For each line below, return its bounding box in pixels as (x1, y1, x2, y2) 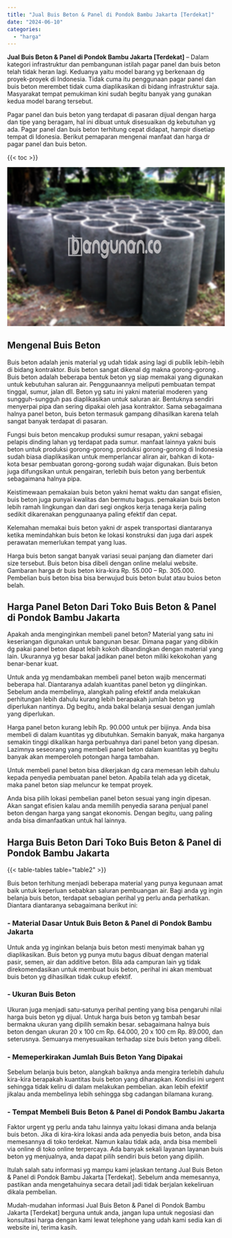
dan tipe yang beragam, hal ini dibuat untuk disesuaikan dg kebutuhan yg (7, 118, 216, 126)
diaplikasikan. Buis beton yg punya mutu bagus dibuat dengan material (7, 950, 209, 959)
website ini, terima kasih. (7, 1223, 78, 1232)
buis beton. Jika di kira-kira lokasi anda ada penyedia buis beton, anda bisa (7, 1130, 222, 1139)
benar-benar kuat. (7, 660, 59, 668)
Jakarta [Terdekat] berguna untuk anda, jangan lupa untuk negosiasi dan (7, 1209, 214, 1217)
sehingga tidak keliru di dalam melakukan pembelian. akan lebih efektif (7, 1083, 209, 1091)
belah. (7, 581, 26, 589)
